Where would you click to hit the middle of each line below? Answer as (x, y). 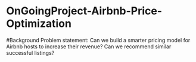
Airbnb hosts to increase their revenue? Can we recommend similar (89, 46)
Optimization (39, 24)
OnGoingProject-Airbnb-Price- (84, 11)
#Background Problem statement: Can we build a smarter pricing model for (98, 40)
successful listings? (30, 52)
